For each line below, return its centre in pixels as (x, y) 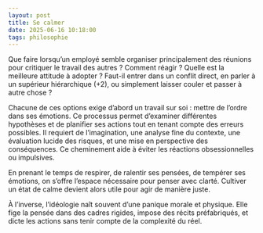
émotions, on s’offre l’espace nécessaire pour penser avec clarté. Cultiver (128, 181)
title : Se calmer (37, 23)
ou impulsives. (31, 158)
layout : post (29, 15)
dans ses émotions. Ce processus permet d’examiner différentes (113, 116)
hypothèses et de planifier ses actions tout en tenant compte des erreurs (126, 124)
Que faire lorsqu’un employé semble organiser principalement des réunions (130, 59)
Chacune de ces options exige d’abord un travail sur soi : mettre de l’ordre (128, 108)
